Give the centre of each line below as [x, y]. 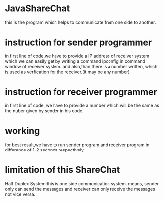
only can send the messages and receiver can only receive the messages [80, 189]
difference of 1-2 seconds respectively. [45, 150]
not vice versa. [20, 194]
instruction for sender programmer [79, 42]
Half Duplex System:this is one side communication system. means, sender [82, 183]
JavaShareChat [38, 9]
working [23, 131]
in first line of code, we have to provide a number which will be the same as [82, 105]
